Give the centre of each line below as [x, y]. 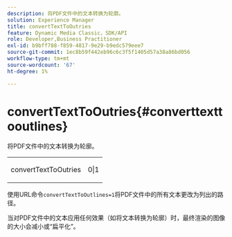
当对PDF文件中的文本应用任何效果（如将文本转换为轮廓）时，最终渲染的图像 [116, 218]
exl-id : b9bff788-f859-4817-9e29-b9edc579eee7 [75, 46]
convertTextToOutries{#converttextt [115, 112]
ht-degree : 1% [28, 71]
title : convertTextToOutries [49, 26]
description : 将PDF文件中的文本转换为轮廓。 [66, 13]
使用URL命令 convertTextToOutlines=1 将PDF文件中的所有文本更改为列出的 [113, 195]
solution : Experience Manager [51, 20]
